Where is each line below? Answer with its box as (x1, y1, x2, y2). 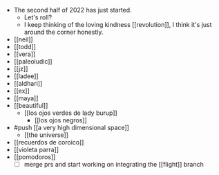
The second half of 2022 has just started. (13, 6, 133, 14)
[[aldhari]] (13, 80, 43, 87)
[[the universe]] (23, 131, 69, 139)
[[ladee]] (13, 72, 39, 80)
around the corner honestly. (23, 28, 104, 36)
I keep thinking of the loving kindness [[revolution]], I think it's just (23, 21, 212, 28)
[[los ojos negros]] (34, 116, 88, 124)
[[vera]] (13, 50, 36, 58)
